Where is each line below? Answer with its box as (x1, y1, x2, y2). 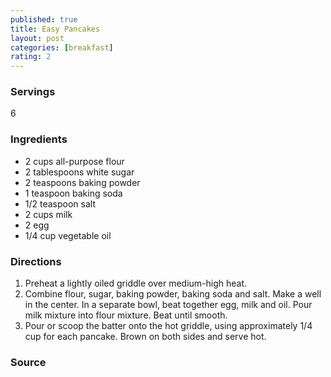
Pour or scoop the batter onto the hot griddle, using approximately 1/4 (24, 320, 313, 332)
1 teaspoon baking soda (24, 187, 123, 199)
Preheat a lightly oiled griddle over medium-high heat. (24, 277, 248, 290)
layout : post (10, 33, 65, 43)
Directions (10, 254, 62, 268)
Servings (10, 85, 56, 99)
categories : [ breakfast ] (10, 42, 114, 53)
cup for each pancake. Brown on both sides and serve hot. (24, 331, 267, 343)
